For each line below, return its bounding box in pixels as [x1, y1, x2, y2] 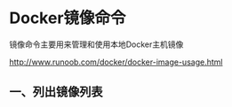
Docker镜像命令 [9, 8, 126, 28]
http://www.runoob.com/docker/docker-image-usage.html [9, 57, 223, 67]
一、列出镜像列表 [9, 85, 103, 100]
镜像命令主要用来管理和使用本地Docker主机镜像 [9, 39, 184, 50]
